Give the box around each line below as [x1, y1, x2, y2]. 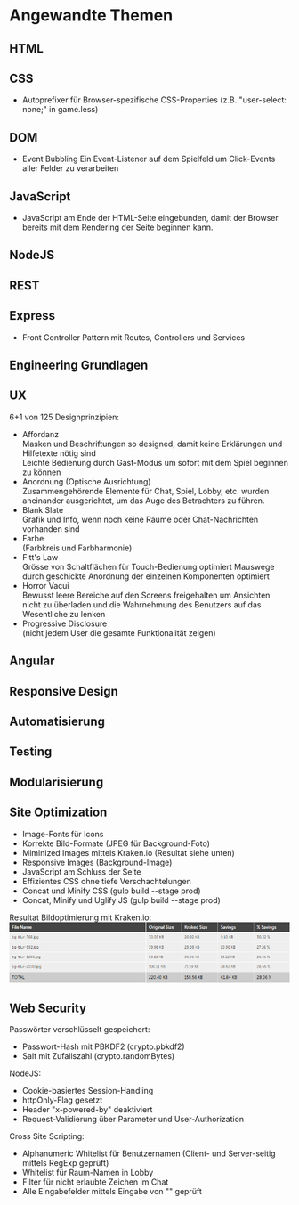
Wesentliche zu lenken [21, 608, 106, 619]
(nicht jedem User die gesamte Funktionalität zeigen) [21, 627, 216, 638]
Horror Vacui [21, 580, 69, 590]
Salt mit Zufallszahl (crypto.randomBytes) [21, 1051, 175, 1062]
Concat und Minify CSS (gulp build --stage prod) [21, 885, 202, 896]
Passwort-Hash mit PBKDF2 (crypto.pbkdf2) [21, 1041, 185, 1052]
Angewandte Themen [9, 5, 174, 26]
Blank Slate [21, 504, 64, 515]
